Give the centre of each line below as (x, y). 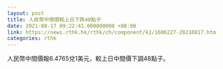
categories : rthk (32, 39)
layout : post (26, 13)
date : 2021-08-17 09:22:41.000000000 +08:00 (72, 26)
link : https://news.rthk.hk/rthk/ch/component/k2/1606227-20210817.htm (111, 32)
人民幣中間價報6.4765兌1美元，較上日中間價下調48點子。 (88, 59)
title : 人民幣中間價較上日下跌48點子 (54, 20)
